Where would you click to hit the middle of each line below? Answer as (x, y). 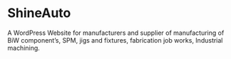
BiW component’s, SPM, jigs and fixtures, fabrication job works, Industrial (115, 40)
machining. (24, 48)
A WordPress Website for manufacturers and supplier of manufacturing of (116, 33)
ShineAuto (39, 13)
